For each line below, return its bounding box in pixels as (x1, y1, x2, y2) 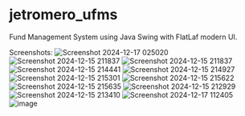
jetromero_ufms (9, 6, 118, 24)
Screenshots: (9, 47, 53, 57)
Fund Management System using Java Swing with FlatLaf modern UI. (9, 32, 238, 42)
